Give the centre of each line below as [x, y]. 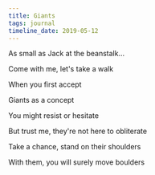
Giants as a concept [41, 100]
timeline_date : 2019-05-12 [53, 31]
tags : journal [32, 23]
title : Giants [32, 16]
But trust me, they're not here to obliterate [77, 131]
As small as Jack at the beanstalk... [67, 54]
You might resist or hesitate [53, 116]
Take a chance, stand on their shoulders [75, 147]
